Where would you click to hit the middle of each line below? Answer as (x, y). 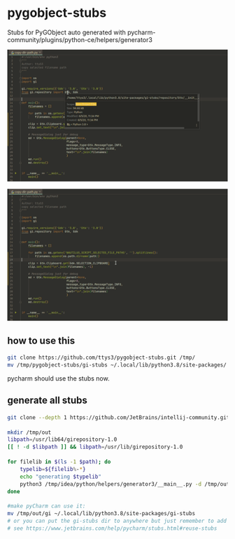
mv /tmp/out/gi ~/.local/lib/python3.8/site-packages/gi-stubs (101, 514)
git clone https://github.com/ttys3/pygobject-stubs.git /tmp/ (101, 358)
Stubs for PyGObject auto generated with (66, 32)
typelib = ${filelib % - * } (53, 469)
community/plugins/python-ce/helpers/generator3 (80, 39)
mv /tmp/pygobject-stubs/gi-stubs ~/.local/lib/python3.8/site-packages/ (117, 365)
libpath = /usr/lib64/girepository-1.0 (62, 439)
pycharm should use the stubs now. (58, 378)
